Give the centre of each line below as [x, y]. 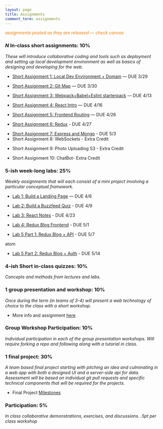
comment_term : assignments [33, 19]
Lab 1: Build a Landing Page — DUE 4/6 [52, 196]
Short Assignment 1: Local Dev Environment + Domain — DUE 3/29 [80, 76]
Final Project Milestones [36, 393]
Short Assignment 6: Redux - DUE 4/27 [52, 124]
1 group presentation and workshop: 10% [55, 290]
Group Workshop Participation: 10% [49, 328]
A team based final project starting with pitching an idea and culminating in [81, 367]
